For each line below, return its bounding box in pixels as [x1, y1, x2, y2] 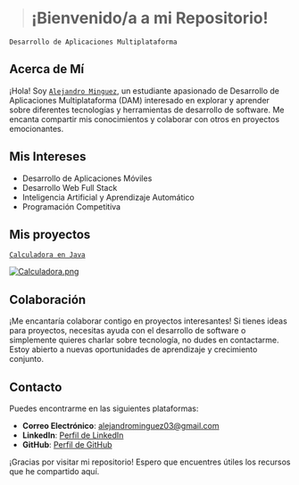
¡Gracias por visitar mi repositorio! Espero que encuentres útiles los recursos [9, 456, 291, 467]
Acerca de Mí [9, 62, 85, 77]
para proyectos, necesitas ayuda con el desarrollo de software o [9, 325, 246, 336]
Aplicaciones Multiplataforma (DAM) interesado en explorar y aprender [9, 95, 270, 105]
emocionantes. [9, 123, 64, 134]
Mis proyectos [9, 226, 91, 242]
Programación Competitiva [21, 201, 121, 212]
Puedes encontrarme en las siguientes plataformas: [9, 403, 199, 414]
